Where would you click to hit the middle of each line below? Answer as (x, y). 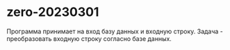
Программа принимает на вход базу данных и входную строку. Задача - (115, 31)
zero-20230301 (53, 12)
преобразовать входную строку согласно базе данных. (89, 38)
